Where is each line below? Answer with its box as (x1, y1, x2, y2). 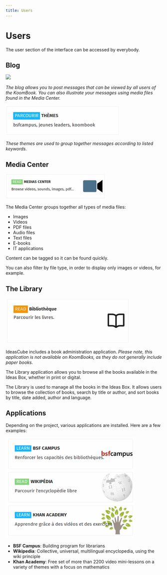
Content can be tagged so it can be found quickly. (5, 255, 109, 261)
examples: (5, 428, 27, 433)
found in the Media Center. (5, 95, 61, 101)
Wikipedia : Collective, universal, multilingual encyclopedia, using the (12, 548, 155, 554)
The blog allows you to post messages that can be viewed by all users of (5, 85, 156, 91)
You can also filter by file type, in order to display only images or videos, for (5, 265, 161, 271)
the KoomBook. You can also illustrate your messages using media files (5, 90, 153, 96)
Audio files (12, 230, 35, 236)
